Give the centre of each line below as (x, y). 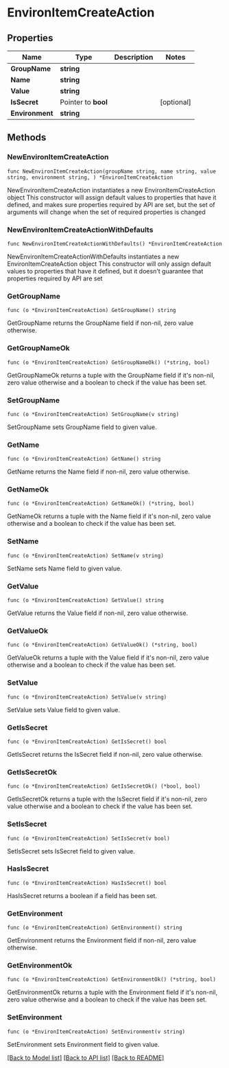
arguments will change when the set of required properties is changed (106, 212)
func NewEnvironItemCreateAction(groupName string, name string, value (111, 171)
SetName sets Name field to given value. (64, 568)
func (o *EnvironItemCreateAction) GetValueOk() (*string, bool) (102, 645)
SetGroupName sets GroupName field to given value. (82, 427)
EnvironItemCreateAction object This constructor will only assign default (109, 264)
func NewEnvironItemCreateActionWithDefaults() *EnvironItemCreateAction (115, 244)
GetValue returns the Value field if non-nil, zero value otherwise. (98, 613)
